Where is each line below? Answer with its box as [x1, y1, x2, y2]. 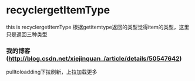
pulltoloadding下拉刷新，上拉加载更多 [6, 68, 97, 76]
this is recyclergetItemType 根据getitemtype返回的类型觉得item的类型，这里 [6, 23, 190, 30]
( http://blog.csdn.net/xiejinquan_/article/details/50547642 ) [6, 54, 182, 62]
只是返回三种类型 [6, 30, 48, 38]
